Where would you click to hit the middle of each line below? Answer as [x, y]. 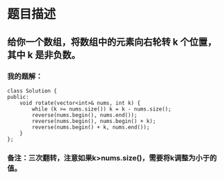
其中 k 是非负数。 [44, 55]
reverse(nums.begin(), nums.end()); [85, 115]
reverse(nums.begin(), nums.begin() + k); [94, 121]
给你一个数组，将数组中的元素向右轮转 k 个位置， [112, 42]
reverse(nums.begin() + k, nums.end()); [91, 127]
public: [18, 97]
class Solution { [32, 91]
